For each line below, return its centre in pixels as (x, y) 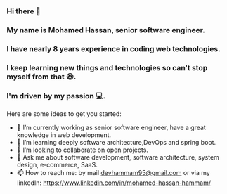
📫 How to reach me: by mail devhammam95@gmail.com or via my (113, 172)
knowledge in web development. (64, 135)
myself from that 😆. (41, 77)
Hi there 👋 (24, 11)
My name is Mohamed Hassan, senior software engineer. (106, 30)
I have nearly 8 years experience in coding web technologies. (113, 48)
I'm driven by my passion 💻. (56, 96)
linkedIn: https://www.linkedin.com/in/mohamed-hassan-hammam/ (114, 183)
